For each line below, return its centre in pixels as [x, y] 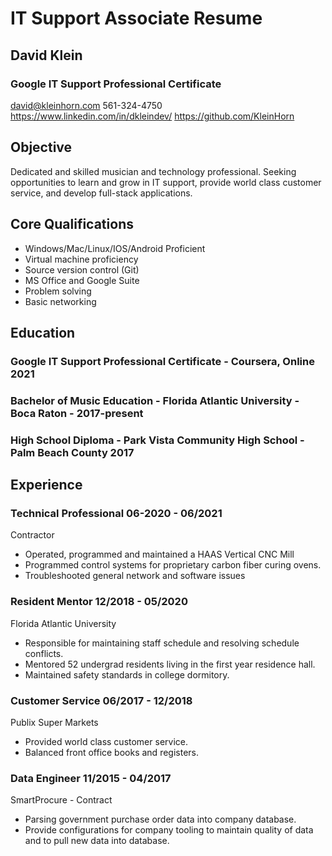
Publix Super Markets [54, 722]
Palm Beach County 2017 [72, 452]
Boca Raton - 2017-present [77, 413]
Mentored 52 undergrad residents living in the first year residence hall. [170, 664]
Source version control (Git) [82, 269]
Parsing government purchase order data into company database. [160, 819]
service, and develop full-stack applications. [101, 193]
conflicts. [44, 653]
